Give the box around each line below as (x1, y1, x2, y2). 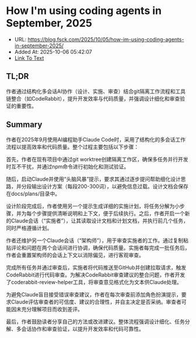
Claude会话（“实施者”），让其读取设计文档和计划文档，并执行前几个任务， (10, 217, 188, 224)
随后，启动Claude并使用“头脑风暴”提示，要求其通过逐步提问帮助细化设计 (6, 175, 181, 182)
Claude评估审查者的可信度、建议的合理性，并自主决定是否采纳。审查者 (10, 298, 182, 305)
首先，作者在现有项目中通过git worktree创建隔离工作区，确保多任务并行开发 (6, 156, 188, 163)
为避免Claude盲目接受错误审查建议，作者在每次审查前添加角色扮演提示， (6, 291, 182, 298)
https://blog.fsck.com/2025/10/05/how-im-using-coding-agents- (27, 36, 184, 43)
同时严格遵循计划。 (6, 224, 52, 232)
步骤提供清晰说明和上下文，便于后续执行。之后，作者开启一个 (36, 209, 185, 217)
